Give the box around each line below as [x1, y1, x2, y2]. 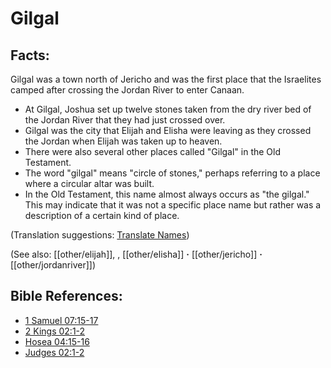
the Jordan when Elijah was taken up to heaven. [24, 135, 223, 147]
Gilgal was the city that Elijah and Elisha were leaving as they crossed [24, 125, 312, 136]
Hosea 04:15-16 [24, 335, 90, 347]
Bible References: [10, 288, 123, 305]
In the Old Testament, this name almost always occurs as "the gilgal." [24, 188, 310, 200]
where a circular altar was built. [24, 178, 155, 189]
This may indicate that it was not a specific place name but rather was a [24, 199, 322, 211]
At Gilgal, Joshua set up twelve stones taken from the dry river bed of [24, 103, 312, 115]
